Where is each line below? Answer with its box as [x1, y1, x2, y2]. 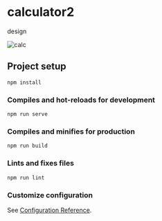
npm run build [7, 143, 48, 150]
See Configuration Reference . [7, 206, 92, 214]
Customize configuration [7, 190, 93, 200]
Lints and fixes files [7, 159, 75, 168]
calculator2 [7, 4, 75, 20]
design [7, 27, 27, 35]
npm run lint [7, 174, 45, 181]
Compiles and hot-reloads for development [7, 95, 156, 105]
